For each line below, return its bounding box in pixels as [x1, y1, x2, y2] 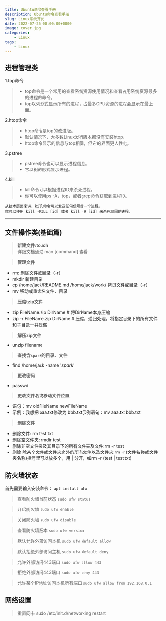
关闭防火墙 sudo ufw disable [17, 517, 76, 523]
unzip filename [12, 342, 43, 348]
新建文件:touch [17, 242, 48, 248]
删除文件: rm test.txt [12, 431, 53, 437]
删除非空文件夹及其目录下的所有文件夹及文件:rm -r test [12, 443, 124, 449]
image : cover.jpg [5, 26, 41, 31]
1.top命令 [5, 78, 24, 84]
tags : [5, 40, 16, 45]
